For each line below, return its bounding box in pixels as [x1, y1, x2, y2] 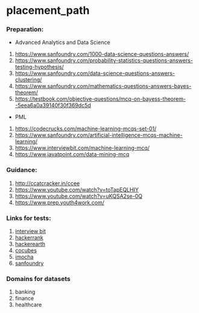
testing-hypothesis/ [14, 63, 65, 71]
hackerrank [14, 234, 44, 241]
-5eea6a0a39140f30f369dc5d [14, 102, 92, 109]
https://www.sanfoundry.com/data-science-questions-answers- [14, 70, 175, 77]
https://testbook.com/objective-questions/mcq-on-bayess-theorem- [14, 95, 186, 103]
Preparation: [6, 25, 44, 34]
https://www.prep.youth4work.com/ [14, 198, 104, 206]
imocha [14, 253, 34, 261]
